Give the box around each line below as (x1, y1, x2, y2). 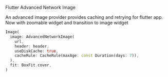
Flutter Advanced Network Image (5, 5, 76, 10)
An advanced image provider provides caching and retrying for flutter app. (5, 14, 163, 20)
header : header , (14, 43, 50, 49)
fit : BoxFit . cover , (10, 63, 52, 68)
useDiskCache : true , (14, 48, 59, 54)
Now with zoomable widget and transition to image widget (5, 20, 128, 25)
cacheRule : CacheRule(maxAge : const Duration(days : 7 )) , (14, 53, 139, 58)
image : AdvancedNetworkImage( (10, 34, 74, 39)
